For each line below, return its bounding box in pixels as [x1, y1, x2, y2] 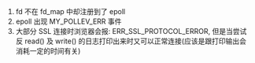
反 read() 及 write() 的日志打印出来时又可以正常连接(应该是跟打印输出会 [15, 36, 246, 46]
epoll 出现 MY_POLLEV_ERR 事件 [15, 17, 122, 26]
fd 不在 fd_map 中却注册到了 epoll [15, 7, 126, 16]
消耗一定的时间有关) [15, 46, 81, 55]
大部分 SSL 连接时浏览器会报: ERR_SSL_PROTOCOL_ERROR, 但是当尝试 [15, 27, 247, 35]
